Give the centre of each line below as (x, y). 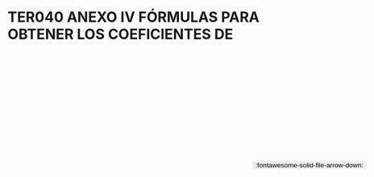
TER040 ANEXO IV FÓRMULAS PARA (133, 17)
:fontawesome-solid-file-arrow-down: (309, 165)
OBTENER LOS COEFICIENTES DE (121, 34)
